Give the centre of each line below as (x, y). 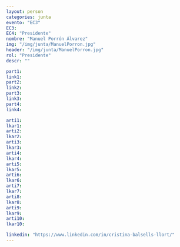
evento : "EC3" (24, 22)
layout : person (25, 11)
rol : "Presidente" (29, 55)
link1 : (14, 77)
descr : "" (18, 61)
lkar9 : (14, 213)
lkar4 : (14, 158)
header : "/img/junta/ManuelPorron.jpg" (55, 50)
